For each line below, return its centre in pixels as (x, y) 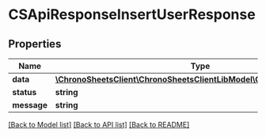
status (25, 92)
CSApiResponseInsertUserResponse (132, 15)
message (30, 105)
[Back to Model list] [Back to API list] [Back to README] (99, 125)
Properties (35, 44)
